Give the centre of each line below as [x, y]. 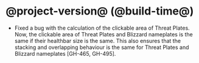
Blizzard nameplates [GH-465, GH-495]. [65, 53]
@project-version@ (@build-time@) [100, 11]
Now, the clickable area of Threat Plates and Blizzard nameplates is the [103, 34]
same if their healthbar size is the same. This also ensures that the [97, 41]
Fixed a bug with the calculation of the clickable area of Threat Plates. [102, 28]
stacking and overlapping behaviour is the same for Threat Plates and [102, 47]
